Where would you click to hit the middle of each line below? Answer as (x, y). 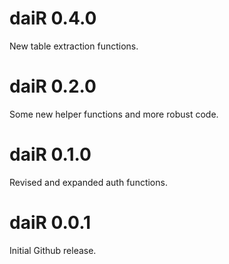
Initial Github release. (53, 250)
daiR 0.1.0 (50, 154)
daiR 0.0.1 (50, 223)
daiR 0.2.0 (53, 86)
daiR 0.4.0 (53, 18)
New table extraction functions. (74, 46)
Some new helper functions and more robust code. (114, 114)
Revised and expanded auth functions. (88, 182)
